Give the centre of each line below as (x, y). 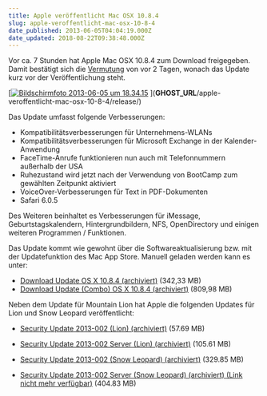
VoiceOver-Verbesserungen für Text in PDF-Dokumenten (114, 192)
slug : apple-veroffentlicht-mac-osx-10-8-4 (82, 23)
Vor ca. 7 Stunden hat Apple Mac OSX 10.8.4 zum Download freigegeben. (129, 61)
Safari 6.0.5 (39, 200)
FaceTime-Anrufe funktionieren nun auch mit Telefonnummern (123, 158)
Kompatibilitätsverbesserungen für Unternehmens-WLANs (116, 133)
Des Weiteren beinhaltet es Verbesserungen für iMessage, (105, 216)
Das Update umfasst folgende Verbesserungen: (87, 117)
